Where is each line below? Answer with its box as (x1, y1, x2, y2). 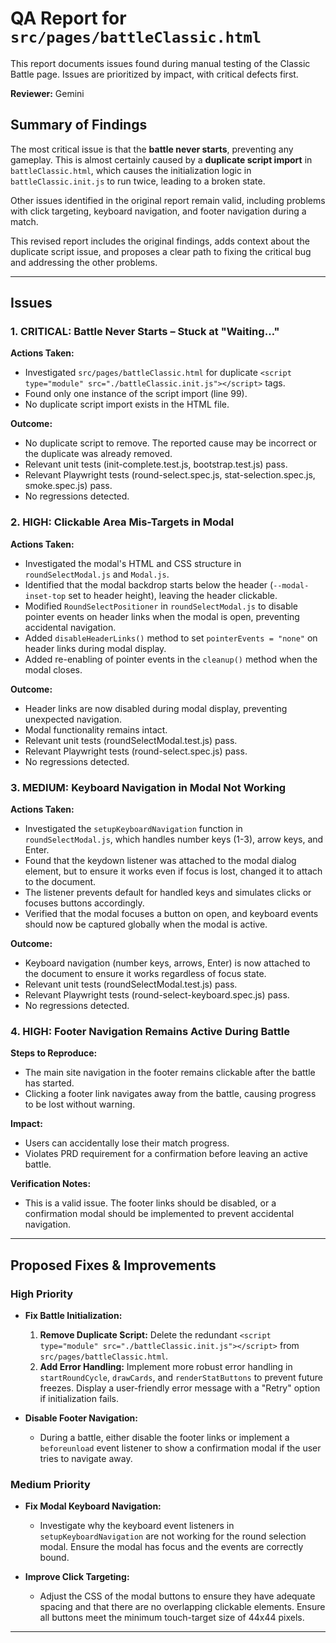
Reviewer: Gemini (10, 87, 85, 99)
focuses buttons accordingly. (24, 897, 145, 909)
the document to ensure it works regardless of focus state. (24, 968, 267, 980)
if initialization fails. (39, 1393, 119, 1405)
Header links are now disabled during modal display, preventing (24, 702, 288, 714)
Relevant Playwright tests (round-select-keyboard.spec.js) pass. (24, 989, 290, 1001)
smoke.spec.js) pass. (24, 480, 113, 492)
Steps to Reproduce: (10, 1047, 98, 1059)
